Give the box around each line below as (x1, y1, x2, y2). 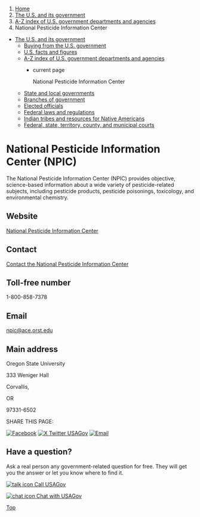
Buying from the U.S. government (23, 42, 106, 49)
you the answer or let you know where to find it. (6, 469, 124, 476)
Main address (6, 344, 59, 354)
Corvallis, (6, 383, 30, 390)
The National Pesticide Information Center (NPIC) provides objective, (6, 175, 176, 182)
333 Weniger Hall (6, 372, 49, 379)
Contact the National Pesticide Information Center (6, 260, 129, 267)
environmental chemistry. (6, 194, 69, 201)
